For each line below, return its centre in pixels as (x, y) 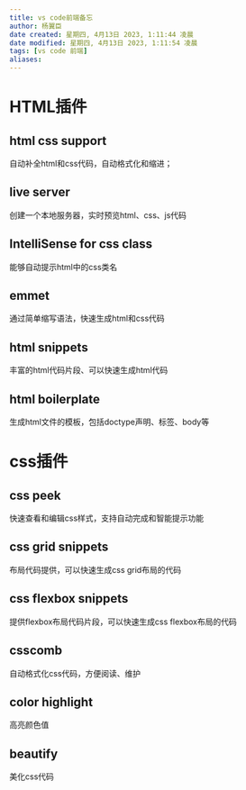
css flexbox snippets (69, 599)
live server (40, 192)
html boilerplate (55, 399)
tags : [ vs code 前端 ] (49, 51)
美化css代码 (32, 776)
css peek (35, 495)
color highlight (51, 702)
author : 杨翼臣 (36, 26)
